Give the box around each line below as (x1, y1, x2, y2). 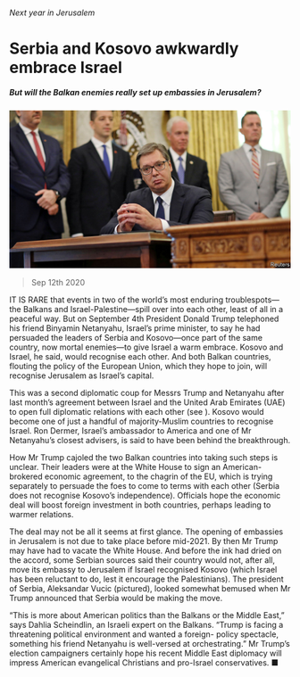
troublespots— (225, 294, 279, 305)
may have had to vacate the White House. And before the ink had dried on (9, 545, 282, 557)
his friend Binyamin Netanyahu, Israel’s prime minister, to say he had (9, 323, 261, 334)
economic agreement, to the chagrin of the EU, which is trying (44, 471, 273, 482)
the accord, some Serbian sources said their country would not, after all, (9, 555, 275, 566)
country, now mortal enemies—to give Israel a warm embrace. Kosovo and (9, 342, 284, 352)
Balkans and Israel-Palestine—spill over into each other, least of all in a (22, 304, 284, 315)
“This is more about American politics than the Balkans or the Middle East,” (9, 610, 285, 621)
